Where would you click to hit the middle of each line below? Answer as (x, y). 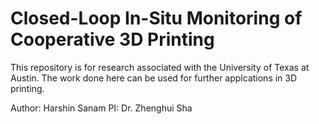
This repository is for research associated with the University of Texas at (160, 67)
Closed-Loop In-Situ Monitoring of (156, 18)
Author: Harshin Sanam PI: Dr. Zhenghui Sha (101, 108)
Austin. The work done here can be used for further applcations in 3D (154, 78)
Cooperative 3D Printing (112, 39)
